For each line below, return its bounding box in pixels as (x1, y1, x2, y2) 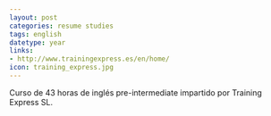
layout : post (9, 12, 58, 22)
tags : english (9, 29, 63, 38)
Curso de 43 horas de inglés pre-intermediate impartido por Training (9, 87, 262, 98)
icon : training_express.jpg (9, 63, 114, 72)
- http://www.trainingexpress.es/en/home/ (9, 54, 170, 63)
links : (9, 46, 34, 55)
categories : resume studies (9, 21, 114, 30)
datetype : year (9, 37, 66, 47)
